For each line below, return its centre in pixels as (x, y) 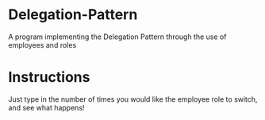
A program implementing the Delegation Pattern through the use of (117, 37)
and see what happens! (46, 107)
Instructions (49, 77)
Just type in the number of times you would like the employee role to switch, (133, 99)
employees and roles (42, 45)
